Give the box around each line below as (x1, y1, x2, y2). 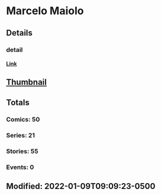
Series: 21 (6, 131, 36, 139)
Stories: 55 (6, 147, 38, 155)
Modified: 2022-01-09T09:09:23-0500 (6, 181, 156, 191)
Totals (6, 97, 30, 107)
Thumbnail (6, 77, 47, 87)
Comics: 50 (6, 115, 40, 123)
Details (6, 28, 33, 38)
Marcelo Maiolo (6, 4, 84, 18)
